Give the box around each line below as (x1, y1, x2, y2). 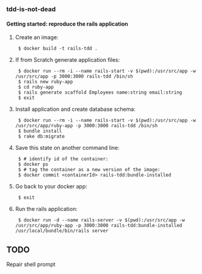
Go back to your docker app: (15, 183, 87, 190)
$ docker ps (18, 161, 49, 168)
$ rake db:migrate (18, 133, 65, 139)
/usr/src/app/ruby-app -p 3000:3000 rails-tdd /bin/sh (15, 123, 158, 129)
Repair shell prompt (6, 261, 56, 268)
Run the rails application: (15, 206, 78, 213)
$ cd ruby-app (18, 84, 54, 91)
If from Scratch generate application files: (15, 56, 120, 64)
